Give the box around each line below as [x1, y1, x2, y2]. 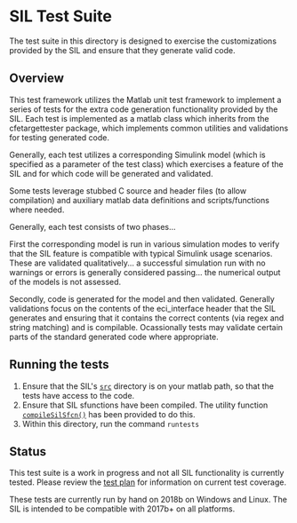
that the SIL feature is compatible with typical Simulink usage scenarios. [9, 248, 273, 258]
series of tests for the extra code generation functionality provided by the [9, 104, 278, 115]
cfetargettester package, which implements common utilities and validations [9, 123, 289, 133]
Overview [9, 71, 65, 86]
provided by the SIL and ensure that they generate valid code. [9, 44, 236, 55]
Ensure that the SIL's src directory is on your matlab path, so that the [21, 380, 274, 392]
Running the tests [9, 357, 109, 372]
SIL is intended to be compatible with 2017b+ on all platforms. [9, 503, 236, 514]
